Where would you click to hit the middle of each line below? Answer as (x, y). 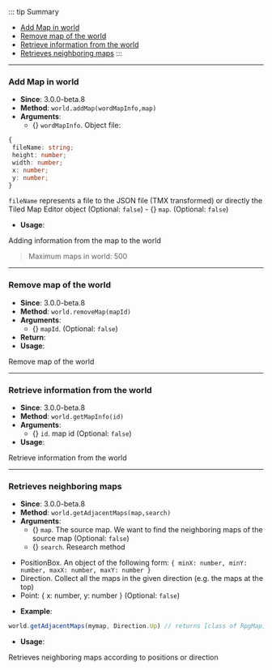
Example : (36, 612)
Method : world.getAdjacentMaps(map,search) (96, 513)
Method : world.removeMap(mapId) (75, 311)
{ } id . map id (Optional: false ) (82, 433)
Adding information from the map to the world (85, 241)
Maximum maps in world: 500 (78, 256)
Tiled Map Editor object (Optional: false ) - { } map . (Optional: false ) (119, 209)
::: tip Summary (34, 12)
